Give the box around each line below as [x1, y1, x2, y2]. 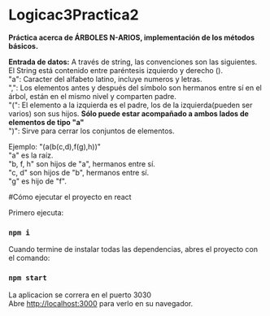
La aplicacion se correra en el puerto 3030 [8, 290, 152, 300]
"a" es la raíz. [8, 150, 54, 160]
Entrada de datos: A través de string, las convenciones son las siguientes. [8, 57, 258, 67]
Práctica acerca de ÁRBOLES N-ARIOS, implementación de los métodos [8, 32, 255, 42]
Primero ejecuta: [8, 207, 64, 217]
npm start [8, 274, 47, 283]
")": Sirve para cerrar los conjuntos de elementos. [8, 126, 175, 136]
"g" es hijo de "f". [8, 176, 67, 186]
